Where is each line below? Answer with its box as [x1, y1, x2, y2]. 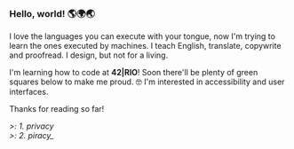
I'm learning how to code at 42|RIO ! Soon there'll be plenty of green [9, 67, 258, 78]
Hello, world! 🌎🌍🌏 [9, 7, 95, 20]
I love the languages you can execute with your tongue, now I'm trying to [9, 31, 275, 42]
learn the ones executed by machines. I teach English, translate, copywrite [9, 41, 282, 51]
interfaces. [9, 87, 49, 98]
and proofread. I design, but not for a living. [9, 50, 169, 60]
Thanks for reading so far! [9, 104, 105, 114]
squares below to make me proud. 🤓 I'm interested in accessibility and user [9, 76, 285, 87]
